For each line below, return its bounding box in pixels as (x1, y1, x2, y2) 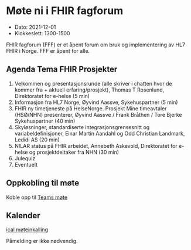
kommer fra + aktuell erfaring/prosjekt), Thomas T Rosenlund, (14, 86, 165, 93)
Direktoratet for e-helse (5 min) (14, 92, 90, 99)
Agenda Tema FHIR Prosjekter (6, 65, 118, 75)
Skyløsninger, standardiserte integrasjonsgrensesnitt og (14, 123, 150, 130)
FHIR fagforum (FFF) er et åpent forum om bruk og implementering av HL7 (6, 41, 186, 48)
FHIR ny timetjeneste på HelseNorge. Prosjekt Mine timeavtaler (14, 104, 167, 112)
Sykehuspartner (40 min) (14, 117, 76, 124)
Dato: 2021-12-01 (14, 23, 56, 31)
